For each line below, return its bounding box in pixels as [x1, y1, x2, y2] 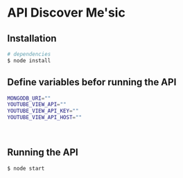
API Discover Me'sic [7, 5, 126, 21]
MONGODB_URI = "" [7, 95, 51, 102]
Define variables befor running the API [7, 76, 177, 88]
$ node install [7, 57, 51, 64]
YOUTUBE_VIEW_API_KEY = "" [7, 107, 79, 115]
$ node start [7, 165, 45, 172]
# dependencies [7, 51, 51, 57]
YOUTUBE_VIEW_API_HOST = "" [7, 114, 82, 121]
